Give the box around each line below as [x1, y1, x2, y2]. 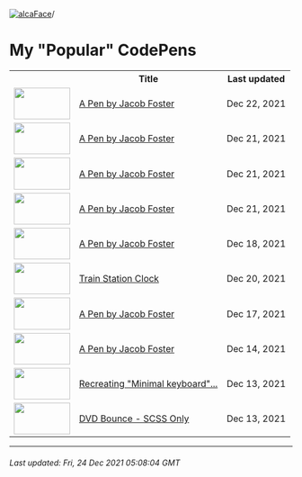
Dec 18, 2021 [226, 238, 286, 250]
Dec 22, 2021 [226, 97, 286, 110]
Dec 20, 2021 [226, 273, 286, 285]
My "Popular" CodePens [9, 40, 197, 60]
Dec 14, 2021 [226, 342, 286, 355]
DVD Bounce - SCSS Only [79, 412, 190, 425]
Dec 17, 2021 [226, 307, 286, 319]
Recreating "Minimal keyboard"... [79, 378, 218, 391]
